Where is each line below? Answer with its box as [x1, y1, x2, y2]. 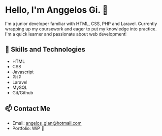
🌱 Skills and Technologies [5, 45, 86, 54]
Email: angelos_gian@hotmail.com [12, 120, 82, 126]
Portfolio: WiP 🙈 [12, 125, 44, 131]
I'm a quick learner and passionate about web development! [5, 31, 127, 37]
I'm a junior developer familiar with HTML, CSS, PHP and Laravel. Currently [5, 21, 158, 27]
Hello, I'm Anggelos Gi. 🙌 [5, 4, 108, 16]
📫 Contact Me [5, 105, 51, 113]
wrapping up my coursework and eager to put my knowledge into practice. [5, 26, 157, 31]
